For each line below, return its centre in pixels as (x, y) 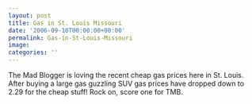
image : (19, 45)
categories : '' (33, 52)
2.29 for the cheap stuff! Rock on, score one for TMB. (96, 92)
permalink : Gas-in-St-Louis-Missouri (71, 38)
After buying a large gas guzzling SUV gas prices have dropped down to (126, 83)
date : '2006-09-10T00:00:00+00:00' (67, 30)
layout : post (30, 15)
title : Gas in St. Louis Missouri (65, 23)
